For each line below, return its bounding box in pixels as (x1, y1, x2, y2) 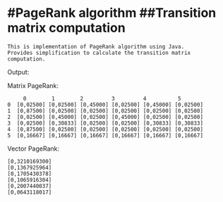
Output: (7, 68, 30, 76)
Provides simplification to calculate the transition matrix (7, 49, 191, 56)
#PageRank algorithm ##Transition (7, 5, 217, 21)
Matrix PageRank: (7, 81, 59, 89)
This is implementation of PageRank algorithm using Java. (7, 43, 185, 50)
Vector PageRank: (7, 144, 60, 153)
